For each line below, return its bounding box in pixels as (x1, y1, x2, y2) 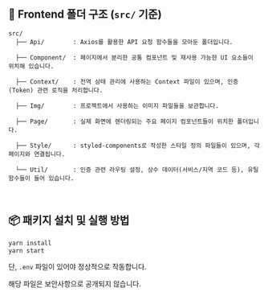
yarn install (8, 239, 52, 247)
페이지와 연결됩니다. (8, 150, 66, 158)
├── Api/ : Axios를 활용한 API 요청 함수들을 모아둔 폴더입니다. (15, 38, 233, 46)
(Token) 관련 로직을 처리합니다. (8, 86, 104, 94)
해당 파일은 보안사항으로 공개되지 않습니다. (8, 279, 142, 289)
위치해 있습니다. (8, 62, 55, 70)
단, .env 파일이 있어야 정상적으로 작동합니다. (8, 262, 147, 272)
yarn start (8, 246, 45, 255)
